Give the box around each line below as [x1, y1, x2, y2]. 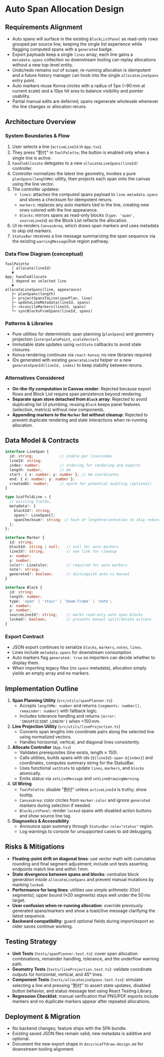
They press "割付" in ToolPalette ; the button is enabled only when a [12, 149, 149, 155]
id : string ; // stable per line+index [9, 454, 112, 459]
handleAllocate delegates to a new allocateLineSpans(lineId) [12, 160, 138, 166]
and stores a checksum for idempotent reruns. [19, 196, 113, 202]
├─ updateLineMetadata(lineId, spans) [11, 300, 91, 305]
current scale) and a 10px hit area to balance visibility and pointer [12, 88, 143, 94]
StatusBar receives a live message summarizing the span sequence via [12, 233, 155, 239]
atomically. [19, 770, 41, 776]
